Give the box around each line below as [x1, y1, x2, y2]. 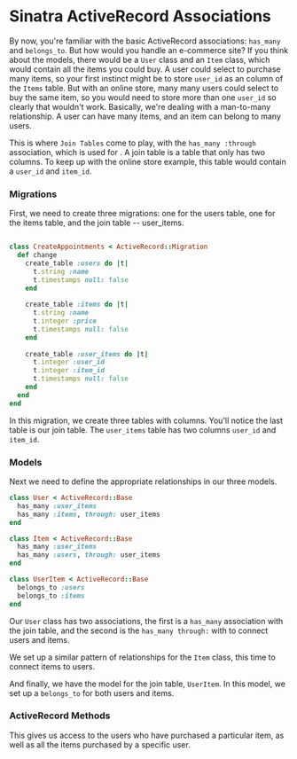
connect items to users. [9, 661, 96, 671]
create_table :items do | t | [25, 300, 129, 309]
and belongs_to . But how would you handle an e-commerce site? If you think [9, 44, 289, 55]
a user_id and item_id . [9, 166, 92, 176]
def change [17, 251, 58, 260]
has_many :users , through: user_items [17, 551, 161, 559]
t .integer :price [32, 317, 98, 325]
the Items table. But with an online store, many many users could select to [9, 82, 279, 93]
